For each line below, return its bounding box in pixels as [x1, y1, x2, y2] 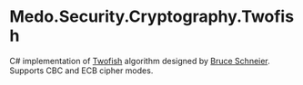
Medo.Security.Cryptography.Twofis [9, 6, 294, 27]
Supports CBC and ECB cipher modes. [9, 65, 154, 76]
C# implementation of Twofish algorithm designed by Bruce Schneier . [9, 55, 270, 66]
